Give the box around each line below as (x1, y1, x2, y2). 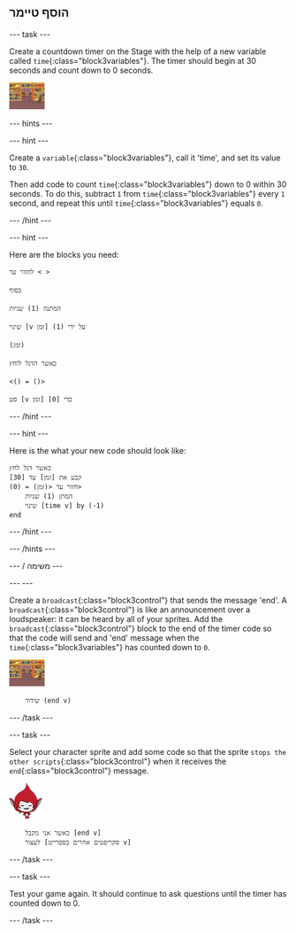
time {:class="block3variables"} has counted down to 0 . (9, 641, 210, 652)
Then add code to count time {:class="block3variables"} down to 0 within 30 (9, 179, 287, 190)
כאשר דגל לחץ (9, 463, 51, 472)
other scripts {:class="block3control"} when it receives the (9, 756, 227, 766)
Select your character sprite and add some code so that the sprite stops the (9, 746, 287, 757)
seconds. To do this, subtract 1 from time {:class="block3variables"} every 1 (9, 188, 285, 198)
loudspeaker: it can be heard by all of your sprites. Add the (9, 613, 224, 624)
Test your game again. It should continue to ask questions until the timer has (9, 888, 287, 898)
